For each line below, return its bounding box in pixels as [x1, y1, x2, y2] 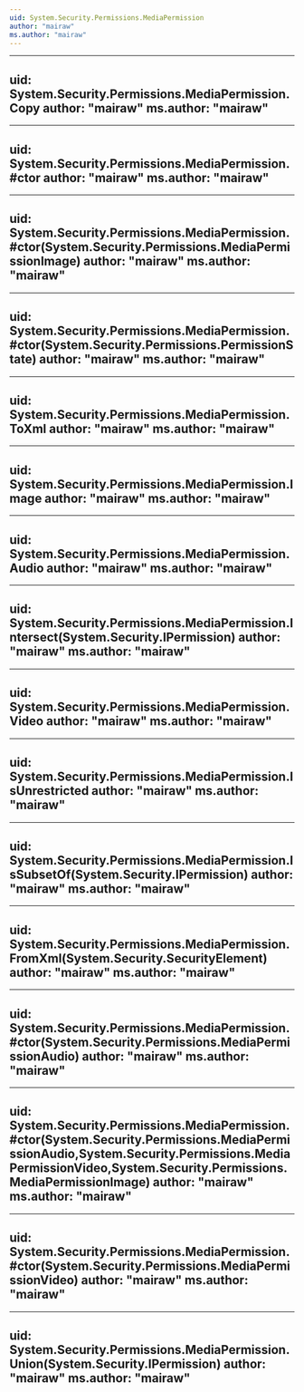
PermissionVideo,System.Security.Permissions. [9, 1161, 288, 1176]
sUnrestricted [9, 783, 90, 798]
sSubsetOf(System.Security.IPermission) [9, 866, 249, 882]
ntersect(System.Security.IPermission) [9, 630, 236, 645]
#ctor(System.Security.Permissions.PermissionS [9, 337, 294, 353]
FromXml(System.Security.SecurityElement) [9, 951, 268, 966]
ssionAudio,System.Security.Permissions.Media [9, 1146, 291, 1162]
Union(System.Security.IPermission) [9, 1356, 222, 1371]
